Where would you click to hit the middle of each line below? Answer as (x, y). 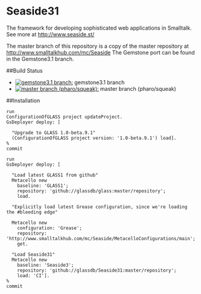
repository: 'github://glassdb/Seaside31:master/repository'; (97, 270)
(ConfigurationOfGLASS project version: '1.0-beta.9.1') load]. (94, 138)
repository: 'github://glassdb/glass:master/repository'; (91, 191)
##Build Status (25, 70)
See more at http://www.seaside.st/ (50, 34)
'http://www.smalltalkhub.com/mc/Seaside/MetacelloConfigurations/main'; (101, 238)
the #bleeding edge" (32, 212)
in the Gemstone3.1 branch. (40, 59)
